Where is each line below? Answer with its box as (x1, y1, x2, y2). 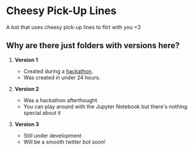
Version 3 (14, 121, 40, 128)
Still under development (23, 132, 81, 139)
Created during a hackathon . (23, 68, 93, 75)
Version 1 (14, 56, 38, 63)
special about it (23, 109, 61, 116)
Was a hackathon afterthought (23, 96, 97, 104)
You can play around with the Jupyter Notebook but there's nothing (23, 103, 188, 110)
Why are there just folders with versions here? (6, 41, 180, 51)
